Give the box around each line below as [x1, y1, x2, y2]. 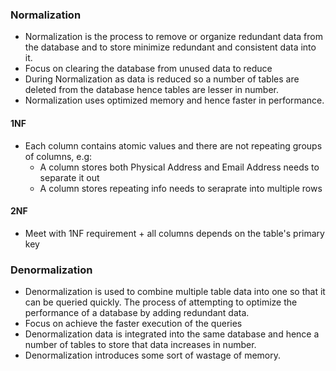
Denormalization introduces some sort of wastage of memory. [24, 349, 282, 361]
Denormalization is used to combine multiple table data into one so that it [24, 286, 326, 297]
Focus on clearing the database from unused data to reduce [24, 63, 273, 75]
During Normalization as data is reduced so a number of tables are [24, 73, 300, 85]
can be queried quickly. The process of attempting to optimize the [24, 296, 298, 308]
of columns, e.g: [24, 150, 93, 162]
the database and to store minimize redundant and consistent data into [24, 41, 317, 53]
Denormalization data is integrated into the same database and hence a [24, 328, 320, 340]
